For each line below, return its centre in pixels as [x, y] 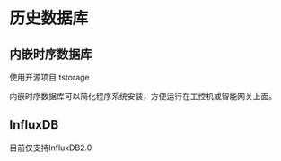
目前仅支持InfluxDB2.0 [51, 148]
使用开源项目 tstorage [49, 77]
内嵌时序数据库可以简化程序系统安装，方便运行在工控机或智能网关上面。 [143, 96]
